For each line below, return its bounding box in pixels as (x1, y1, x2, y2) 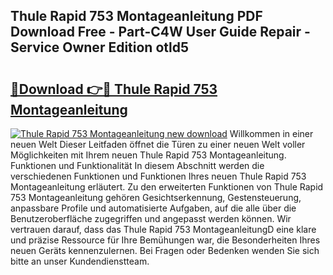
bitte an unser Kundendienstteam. (10, 255, 150, 267)
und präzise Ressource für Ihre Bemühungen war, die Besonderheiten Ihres (10, 234, 321, 246)
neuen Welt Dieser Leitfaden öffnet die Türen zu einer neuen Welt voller (10, 139, 306, 150)
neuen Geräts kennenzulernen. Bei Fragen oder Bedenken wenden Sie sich (10, 245, 320, 256)
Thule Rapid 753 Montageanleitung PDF (10, 8, 263, 25)
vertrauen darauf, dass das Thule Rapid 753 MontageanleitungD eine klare (10, 224, 317, 235)
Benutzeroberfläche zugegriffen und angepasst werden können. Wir (10, 213, 292, 224)
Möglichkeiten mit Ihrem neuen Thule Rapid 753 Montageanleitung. (10, 149, 287, 161)
